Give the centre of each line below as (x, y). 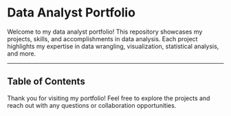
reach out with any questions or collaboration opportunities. (92, 105)
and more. (22, 54)
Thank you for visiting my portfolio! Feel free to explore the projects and (109, 98)
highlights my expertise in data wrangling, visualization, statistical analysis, (113, 46)
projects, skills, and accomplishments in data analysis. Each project (102, 38)
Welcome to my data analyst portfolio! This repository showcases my (105, 32)
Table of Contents (46, 81)
